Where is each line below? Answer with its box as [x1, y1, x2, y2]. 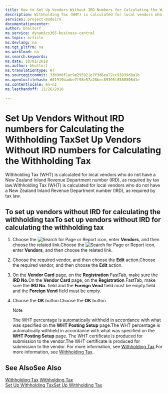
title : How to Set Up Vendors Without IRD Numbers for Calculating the [5, 7, 157, 13]
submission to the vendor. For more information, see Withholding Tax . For [12, 344, 163, 350]
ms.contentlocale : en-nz [5, 82, 57, 87]
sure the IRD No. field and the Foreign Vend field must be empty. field [12, 283, 156, 289]
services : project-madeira [5, 17, 61, 22]
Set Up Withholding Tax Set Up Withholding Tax [5, 382, 102, 388]
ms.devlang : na [5, 40, 37, 45]
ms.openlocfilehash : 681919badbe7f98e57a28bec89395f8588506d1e [5, 77, 140, 82]
